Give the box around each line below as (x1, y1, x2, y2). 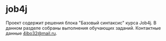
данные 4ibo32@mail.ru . (5, 30, 57, 36)
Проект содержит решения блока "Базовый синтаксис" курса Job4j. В (5, 20, 156, 26)
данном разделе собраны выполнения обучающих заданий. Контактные (5, 25, 161, 31)
